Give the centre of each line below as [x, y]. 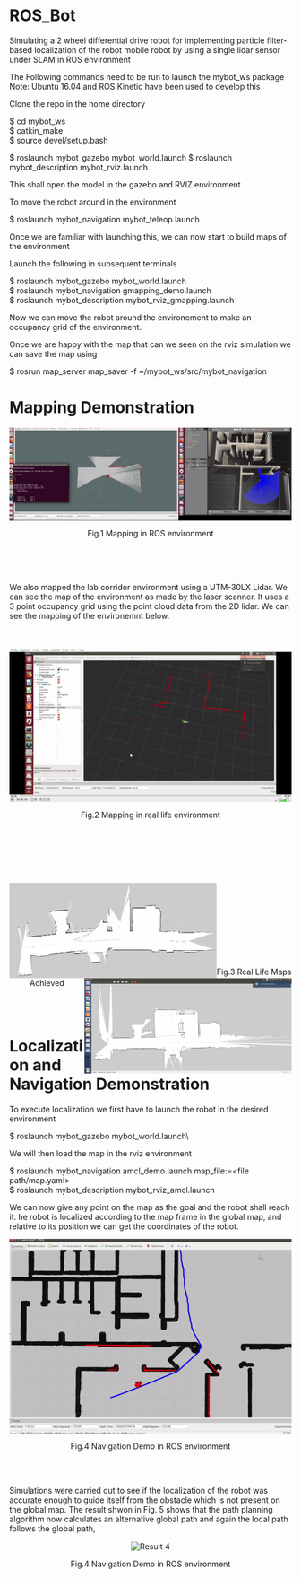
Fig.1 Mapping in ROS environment [150, 534]
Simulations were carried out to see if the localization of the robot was [139, 1490]
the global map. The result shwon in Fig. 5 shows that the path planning [141, 1509]
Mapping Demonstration [102, 408]
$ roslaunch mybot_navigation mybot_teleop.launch [104, 219]
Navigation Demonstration [110, 1084]
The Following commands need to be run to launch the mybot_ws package [147, 76]
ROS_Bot [43, 16]
